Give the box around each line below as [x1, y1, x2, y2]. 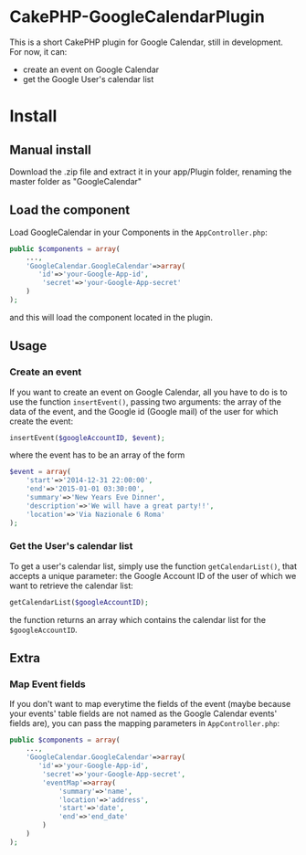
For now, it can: [9, 46, 68, 57]
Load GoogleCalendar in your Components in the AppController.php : [9, 227, 268, 237]
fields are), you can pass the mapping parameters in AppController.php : [9, 718, 280, 729]
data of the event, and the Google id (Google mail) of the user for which [9, 406, 279, 417]
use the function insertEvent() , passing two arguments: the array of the [9, 396, 281, 407]
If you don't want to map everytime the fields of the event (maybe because [9, 699, 291, 710]
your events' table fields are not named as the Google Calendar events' [9, 708, 278, 719]
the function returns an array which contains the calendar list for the [9, 614, 267, 625]
